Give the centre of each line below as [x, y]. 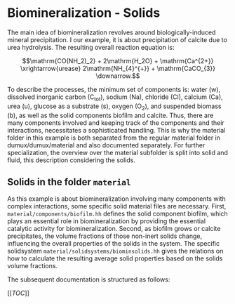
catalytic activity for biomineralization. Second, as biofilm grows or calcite [114, 229]
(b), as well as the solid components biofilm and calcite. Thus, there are [110, 115]
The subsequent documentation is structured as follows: [89, 279]
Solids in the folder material [69, 181]
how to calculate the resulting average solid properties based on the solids [115, 258]
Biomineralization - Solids [84, 13]
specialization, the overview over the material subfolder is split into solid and [117, 152]
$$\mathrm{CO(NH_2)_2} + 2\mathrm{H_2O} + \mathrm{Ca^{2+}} [118, 60]
